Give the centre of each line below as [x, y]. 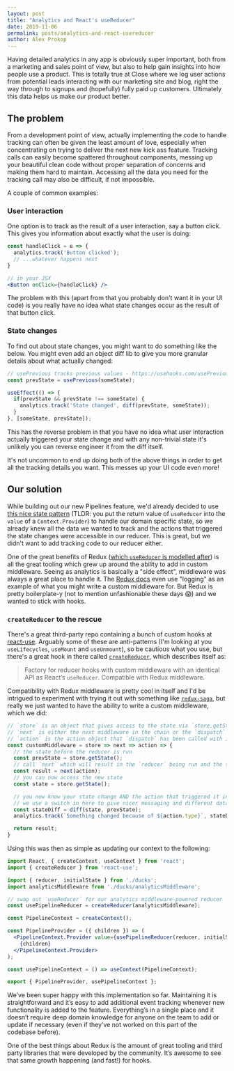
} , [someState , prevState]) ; [49, 419]
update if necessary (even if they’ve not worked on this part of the [102, 1025]
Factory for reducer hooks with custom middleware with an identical [122, 670]
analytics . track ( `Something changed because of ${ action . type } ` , [110, 816]
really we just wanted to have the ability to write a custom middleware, [108, 706]
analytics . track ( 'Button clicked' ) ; [67, 253]
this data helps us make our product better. [69, 96]
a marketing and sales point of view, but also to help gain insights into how [114, 67]
